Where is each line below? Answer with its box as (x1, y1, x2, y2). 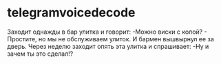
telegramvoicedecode (7, 5, 136, 21)
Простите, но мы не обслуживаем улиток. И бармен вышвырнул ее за (7, 34, 215, 43)
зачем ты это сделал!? (7, 50, 74, 58)
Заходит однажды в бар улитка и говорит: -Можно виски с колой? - (7, 28, 208, 36)
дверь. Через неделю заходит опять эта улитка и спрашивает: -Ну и (7, 42, 209, 50)
